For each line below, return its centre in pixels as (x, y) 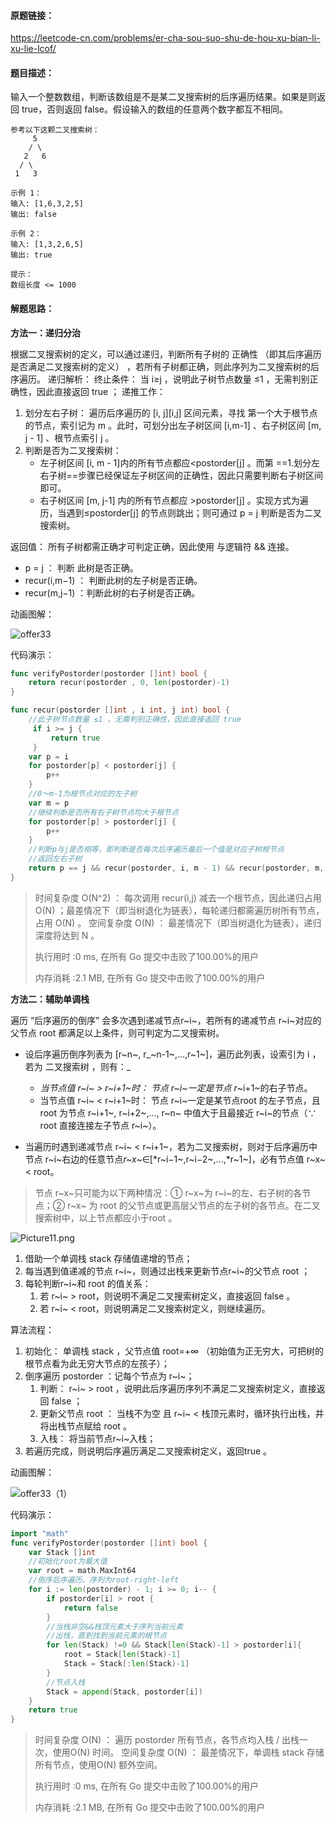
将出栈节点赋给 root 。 (85, 1426)
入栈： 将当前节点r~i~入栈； (98, 1438)
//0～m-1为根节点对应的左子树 (83, 794)
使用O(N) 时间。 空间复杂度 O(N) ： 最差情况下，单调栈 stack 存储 (188, 1752)
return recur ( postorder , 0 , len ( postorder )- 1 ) (129, 683)
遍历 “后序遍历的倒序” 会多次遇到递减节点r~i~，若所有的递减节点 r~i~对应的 (166, 1020)
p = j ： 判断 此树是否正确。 (81, 567)
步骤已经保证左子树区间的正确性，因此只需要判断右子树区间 (201, 475)
